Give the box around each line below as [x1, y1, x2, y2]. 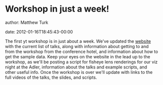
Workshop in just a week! [5, 3, 109, 15]
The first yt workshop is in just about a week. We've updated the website [5, 38, 151, 44]
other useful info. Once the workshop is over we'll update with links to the [5, 69, 153, 75]
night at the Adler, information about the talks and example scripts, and [5, 64, 147, 70]
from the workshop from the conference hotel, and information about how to [5, 49, 158, 54]
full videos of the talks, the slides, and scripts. [5, 74, 97, 80]
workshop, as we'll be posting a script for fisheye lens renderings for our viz [5, 59, 158, 65]
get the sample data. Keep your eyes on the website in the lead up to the [5, 53, 150, 59]
